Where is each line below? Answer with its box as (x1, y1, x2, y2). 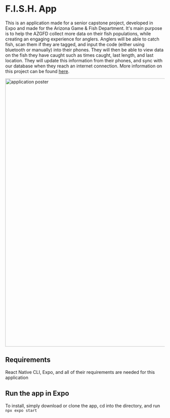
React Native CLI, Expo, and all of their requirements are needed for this (5, 369, 155, 375)
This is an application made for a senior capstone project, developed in (5, 20, 153, 26)
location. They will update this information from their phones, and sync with (5, 57, 163, 63)
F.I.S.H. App (5, 3, 57, 15)
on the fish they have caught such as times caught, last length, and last (5, 52, 154, 58)
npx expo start (5, 408, 37, 413)
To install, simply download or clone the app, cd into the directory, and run (5, 402, 160, 408)
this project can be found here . (5, 68, 70, 74)
